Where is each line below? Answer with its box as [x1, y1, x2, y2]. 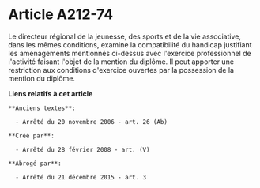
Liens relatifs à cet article [8, 88, 93, 98]
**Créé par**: [8, 132, 55, 140]
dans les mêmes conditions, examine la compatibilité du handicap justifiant [8, 39, 252, 49]
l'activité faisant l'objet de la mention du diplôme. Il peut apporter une [8, 57, 235, 66]
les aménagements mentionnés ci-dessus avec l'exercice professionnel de [8, 48, 251, 58]
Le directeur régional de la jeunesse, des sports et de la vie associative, [8, 32, 241, 41]
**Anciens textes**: [8, 104, 77, 112]
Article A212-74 [8, 6, 114, 24]
